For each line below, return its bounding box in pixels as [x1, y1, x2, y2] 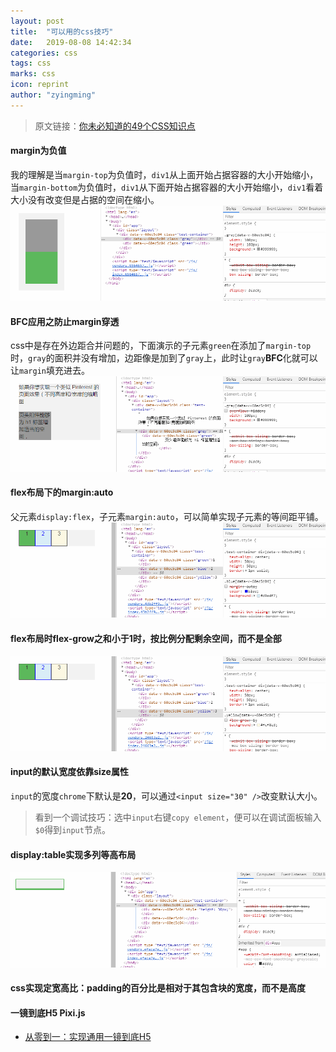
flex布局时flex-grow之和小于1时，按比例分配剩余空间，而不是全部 [10, 632, 282, 644]
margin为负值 [10, 145, 67, 157]
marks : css [10, 69, 56, 79]
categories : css [10, 48, 78, 58]
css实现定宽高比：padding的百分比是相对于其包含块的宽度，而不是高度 [10, 982, 307, 994]
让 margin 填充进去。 [10, 365, 90, 377]
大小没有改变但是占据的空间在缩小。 [10, 193, 160, 205]
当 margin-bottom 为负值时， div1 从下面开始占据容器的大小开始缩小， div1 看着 [10, 181, 324, 193]
